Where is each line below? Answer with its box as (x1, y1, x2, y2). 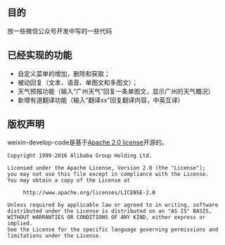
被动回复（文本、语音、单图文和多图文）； (17, 78, 139, 87)
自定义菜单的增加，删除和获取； (17, 69, 110, 77)
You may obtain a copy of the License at (7, 177, 131, 184)
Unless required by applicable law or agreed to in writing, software (7, 201, 219, 209)
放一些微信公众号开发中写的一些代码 (7, 27, 112, 35)
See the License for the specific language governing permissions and (7, 226, 219, 234)
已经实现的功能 (7, 49, 72, 61)
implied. (7, 220, 33, 227)
